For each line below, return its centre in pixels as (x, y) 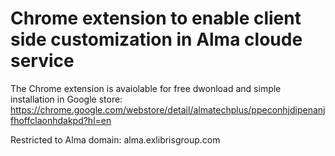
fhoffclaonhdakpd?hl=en (61, 120)
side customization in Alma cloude (156, 39)
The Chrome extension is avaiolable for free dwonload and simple (146, 88)
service (42, 61)
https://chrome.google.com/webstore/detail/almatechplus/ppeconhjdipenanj (168, 109)
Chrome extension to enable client (156, 18)
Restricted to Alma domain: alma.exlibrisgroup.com (115, 139)
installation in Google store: (66, 99)
